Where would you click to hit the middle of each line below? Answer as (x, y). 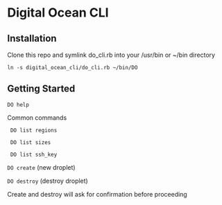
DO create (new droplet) (41, 167)
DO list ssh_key (34, 154)
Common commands (37, 117)
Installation (32, 38)
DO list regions (34, 130)
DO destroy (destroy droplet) (48, 181)
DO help (18, 105)
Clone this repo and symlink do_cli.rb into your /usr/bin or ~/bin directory (111, 55)
